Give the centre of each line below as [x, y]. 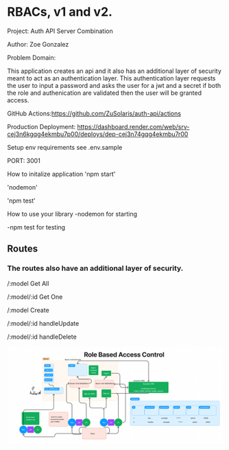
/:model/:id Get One [35, 297]
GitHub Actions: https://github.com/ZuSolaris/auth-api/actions [94, 113]
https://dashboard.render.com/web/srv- [133, 126]
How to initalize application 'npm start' [61, 174]
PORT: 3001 [24, 160]
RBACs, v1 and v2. [60, 12]
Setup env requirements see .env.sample [65, 147]
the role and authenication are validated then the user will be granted [105, 93]
